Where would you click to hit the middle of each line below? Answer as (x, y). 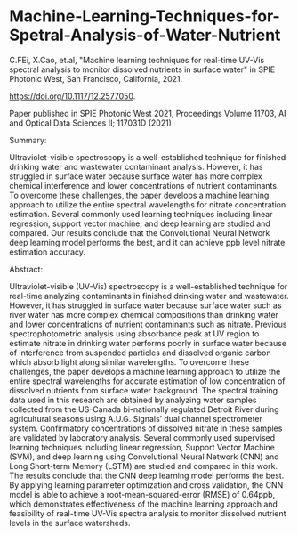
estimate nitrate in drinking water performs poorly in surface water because (148, 343)
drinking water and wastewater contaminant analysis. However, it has (136, 166)
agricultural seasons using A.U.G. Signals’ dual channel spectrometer (136, 418)
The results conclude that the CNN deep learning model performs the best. (147, 475)
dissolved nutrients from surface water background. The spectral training (144, 390)
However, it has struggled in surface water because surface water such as (145, 305)
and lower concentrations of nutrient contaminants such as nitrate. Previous (148, 324)
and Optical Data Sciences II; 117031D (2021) (90, 123)
